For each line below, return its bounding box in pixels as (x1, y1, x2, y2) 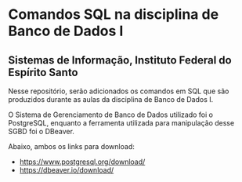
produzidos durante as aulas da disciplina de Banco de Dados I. (8, 95, 214, 104)
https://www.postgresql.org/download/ (19, 157, 146, 166)
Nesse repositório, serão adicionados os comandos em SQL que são (8, 86, 229, 96)
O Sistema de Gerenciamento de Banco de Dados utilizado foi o (8, 110, 214, 119)
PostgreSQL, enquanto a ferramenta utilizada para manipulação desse (8, 118, 235, 127)
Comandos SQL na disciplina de (8, 5, 219, 24)
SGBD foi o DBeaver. (8, 127, 74, 136)
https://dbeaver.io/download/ (19, 166, 114, 174)
